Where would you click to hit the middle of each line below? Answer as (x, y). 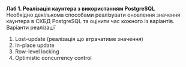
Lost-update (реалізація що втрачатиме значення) (79, 39)
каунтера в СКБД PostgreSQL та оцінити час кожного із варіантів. (91, 21)
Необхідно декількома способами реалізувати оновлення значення (93, 15)
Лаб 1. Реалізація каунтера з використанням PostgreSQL (81, 9)
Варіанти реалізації (31, 27)
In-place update (35, 45)
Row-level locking (37, 52)
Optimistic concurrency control (53, 58)
